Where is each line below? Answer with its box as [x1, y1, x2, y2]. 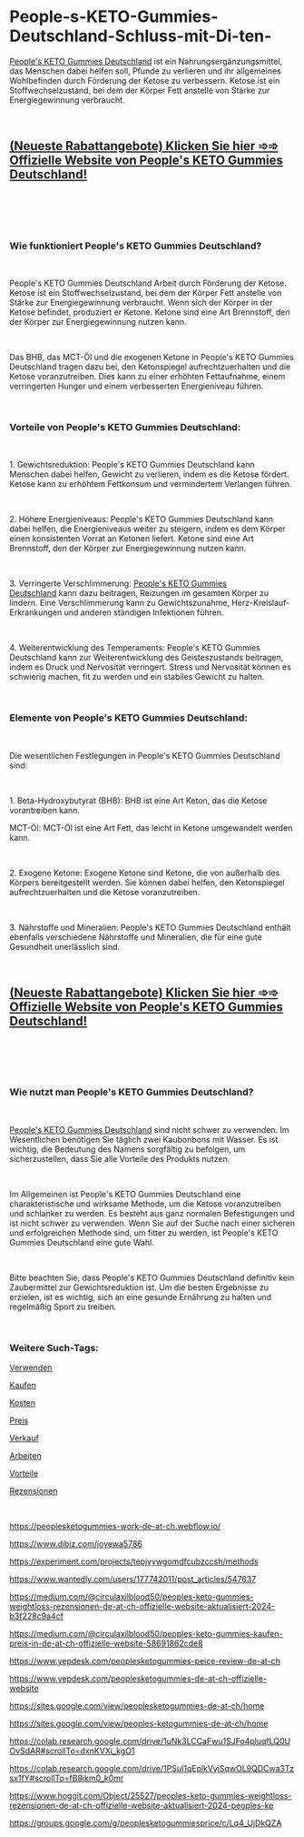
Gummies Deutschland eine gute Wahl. [9, 1236, 154, 1247]
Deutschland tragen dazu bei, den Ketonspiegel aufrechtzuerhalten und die [9, 361, 291, 372]
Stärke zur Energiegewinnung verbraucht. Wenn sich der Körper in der [9, 298, 273, 308]
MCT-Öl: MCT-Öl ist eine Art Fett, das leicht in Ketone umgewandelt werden [9, 822, 293, 833]
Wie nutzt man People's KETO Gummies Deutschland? [9, 1085, 254, 1098]
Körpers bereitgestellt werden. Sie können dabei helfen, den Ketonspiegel [9, 876, 285, 888]
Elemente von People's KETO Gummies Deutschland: [9, 712, 248, 724]
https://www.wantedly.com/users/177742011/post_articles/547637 [9, 1574, 257, 1585]
